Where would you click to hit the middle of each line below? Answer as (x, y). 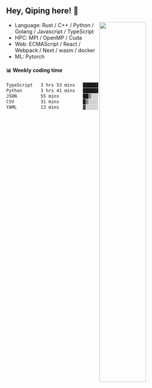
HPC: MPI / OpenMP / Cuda (48, 38)
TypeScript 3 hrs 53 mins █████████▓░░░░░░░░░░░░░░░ (78, 85)
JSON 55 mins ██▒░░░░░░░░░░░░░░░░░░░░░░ (78, 96)
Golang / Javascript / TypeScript (54, 31)
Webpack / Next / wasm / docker (55, 50)
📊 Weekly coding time (35, 70)
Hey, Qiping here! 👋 (42, 11)
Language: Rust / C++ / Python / (54, 25)
